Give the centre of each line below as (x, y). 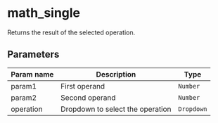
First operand (83, 86)
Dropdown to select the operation (116, 109)
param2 (24, 98)
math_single (44, 13)
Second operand (88, 98)
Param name (32, 74)
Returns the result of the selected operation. (71, 32)
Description (116, 74)
